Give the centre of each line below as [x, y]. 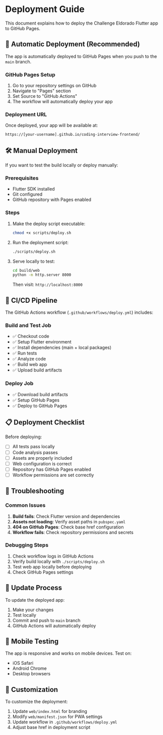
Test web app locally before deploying [52, 567]
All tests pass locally [34, 447]
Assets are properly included [42, 458]
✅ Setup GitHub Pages [36, 400]
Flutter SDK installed [34, 189]
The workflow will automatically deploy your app [62, 102]
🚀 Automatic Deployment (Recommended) [73, 44]
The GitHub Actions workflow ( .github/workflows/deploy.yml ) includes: [79, 312]
